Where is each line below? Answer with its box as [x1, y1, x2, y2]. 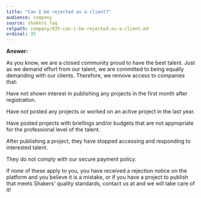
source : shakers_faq [6, 20, 58, 26]
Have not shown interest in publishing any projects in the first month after [6, 90, 188, 97]
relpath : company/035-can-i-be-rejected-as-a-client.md [6, 25, 149, 32]
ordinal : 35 [6, 31, 36, 37]
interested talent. [6, 144, 48, 151]
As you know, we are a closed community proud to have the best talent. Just [6, 59, 196, 67]
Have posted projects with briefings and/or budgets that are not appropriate [6, 119, 194, 127]
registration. [6, 97, 36, 104]
